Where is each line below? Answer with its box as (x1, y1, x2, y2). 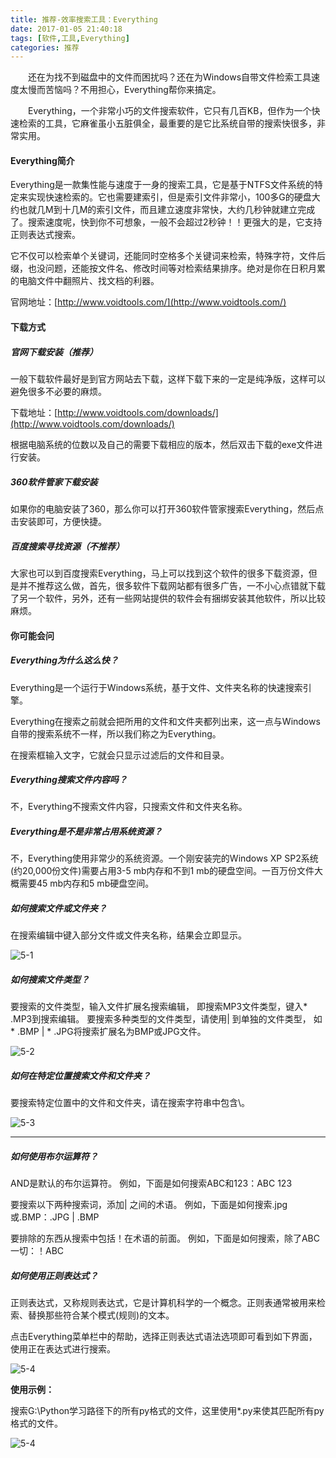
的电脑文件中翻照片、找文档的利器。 (10, 275, 160, 287)
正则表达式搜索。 (10, 229, 81, 241)
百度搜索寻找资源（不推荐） (10, 540, 125, 552)
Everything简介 (10, 154, 75, 166)
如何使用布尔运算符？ (10, 1150, 98, 1162)
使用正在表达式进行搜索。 (10, 1343, 116, 1355)
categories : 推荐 (10, 42, 80, 53)
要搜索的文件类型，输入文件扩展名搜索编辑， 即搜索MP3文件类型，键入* (10, 1001, 308, 1013)
